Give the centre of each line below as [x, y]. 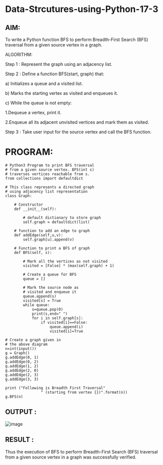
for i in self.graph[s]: [57, 318]
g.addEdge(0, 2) [22, 362]
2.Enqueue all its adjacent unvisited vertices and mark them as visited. [77, 122]
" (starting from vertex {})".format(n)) [84, 392]
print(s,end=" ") [50, 314]
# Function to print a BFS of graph [52, 248]
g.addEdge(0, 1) [22, 357]
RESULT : [19, 440]
